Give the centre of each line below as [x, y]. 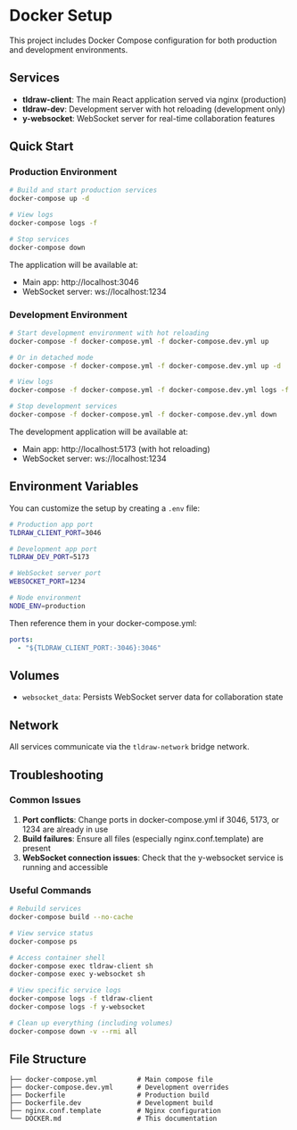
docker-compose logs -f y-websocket [77, 1007]
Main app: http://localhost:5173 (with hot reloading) [116, 448]
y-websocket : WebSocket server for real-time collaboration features [148, 118]
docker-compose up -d [49, 199]
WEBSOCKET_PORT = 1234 [48, 582]
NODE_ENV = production [48, 606]
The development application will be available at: [99, 431]
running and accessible [65, 866]
